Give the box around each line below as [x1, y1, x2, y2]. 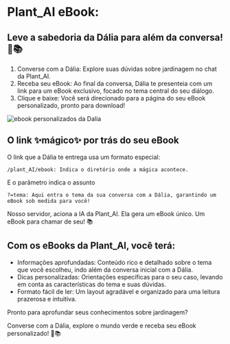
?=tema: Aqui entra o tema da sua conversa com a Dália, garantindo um [7, 191, 216, 198]
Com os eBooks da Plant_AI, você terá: [7, 240, 176, 252]
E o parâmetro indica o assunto [7, 178, 95, 186]
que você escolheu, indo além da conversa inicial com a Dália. [16, 266, 194, 274]
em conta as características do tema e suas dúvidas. [16, 280, 167, 288]
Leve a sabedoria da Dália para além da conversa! [7, 32, 223, 43]
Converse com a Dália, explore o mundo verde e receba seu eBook [7, 321, 197, 330]
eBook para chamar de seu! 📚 [7, 217, 94, 226]
